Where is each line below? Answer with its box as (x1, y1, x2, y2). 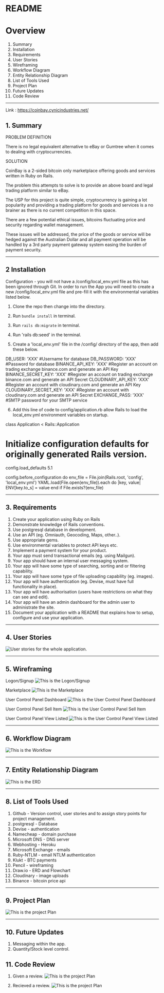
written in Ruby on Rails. (5, 172, 54, 178)
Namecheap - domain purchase (12, 831, 77, 837)
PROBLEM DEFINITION (5, 134, 52, 140)
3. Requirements (5, 503, 57, 512)
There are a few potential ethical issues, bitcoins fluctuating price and (5, 216, 146, 222)
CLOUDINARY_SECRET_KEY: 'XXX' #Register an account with (5, 387, 129, 393)
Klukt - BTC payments (12, 857, 57, 863)
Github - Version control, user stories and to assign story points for (12, 810, 147, 816)
